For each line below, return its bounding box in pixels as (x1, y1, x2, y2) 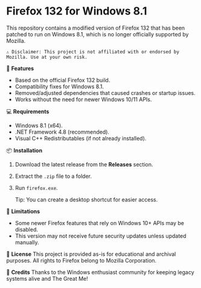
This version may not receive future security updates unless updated (14, 232, 187, 240)
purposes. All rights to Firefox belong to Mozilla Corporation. (6, 257, 157, 264)
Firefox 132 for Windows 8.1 (6, 4, 147, 18)
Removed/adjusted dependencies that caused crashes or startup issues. (14, 89, 196, 96)
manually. (14, 238, 39, 246)
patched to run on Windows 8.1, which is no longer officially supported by (6, 30, 189, 38)
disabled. (14, 226, 38, 233)
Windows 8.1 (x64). (14, 122, 63, 129)
